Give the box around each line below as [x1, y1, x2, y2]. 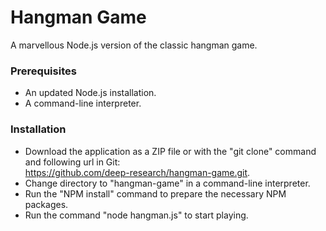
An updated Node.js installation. [24, 87, 157, 99]
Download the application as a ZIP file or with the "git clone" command [24, 145, 317, 157]
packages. [24, 198, 69, 210]
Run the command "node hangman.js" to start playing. [24, 209, 249, 221]
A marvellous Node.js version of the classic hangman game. [10, 39, 258, 51]
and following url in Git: [24, 156, 121, 168]
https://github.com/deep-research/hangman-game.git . [24, 166, 251, 178]
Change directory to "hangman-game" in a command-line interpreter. [24, 177, 311, 189]
